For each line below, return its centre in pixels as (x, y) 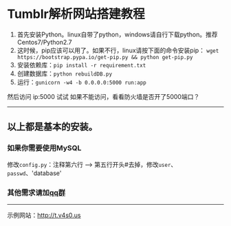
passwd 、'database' (34, 173)
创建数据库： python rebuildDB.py (64, 74)
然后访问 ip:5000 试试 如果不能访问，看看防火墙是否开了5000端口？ (103, 96)
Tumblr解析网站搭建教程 (76, 14)
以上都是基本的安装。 (52, 127)
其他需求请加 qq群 (36, 192)
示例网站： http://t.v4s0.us (44, 215)
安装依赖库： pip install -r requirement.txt (81, 65)
